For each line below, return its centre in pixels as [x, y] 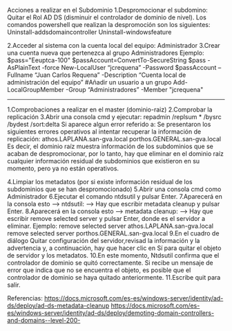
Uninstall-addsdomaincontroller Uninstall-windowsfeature [89, 32]
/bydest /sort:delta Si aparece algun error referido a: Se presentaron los [109, 124]
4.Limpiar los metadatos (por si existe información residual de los [100, 182]
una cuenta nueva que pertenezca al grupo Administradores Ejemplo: [106, 53]
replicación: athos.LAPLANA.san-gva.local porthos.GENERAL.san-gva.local [114, 139]
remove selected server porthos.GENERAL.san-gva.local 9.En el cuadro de [113, 233]
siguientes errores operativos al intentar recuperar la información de [104, 132]
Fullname [20, 75]
